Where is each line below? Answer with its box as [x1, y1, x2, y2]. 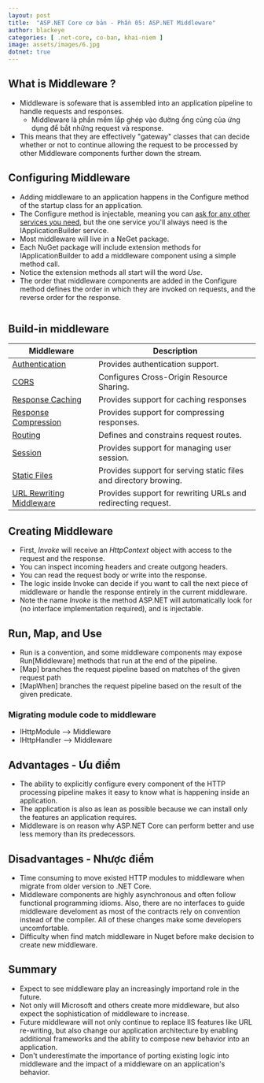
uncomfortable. [19, 923, 70, 933]
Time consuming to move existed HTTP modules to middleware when [19, 873, 245, 882]
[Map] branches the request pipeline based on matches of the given [19, 665, 240, 674]
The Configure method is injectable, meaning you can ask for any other [19, 209, 251, 218]
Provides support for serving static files [97, 465, 244, 477]
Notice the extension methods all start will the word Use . [19, 267, 203, 276]
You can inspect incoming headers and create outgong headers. [19, 562, 228, 572]
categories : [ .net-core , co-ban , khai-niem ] [8, 33, 163, 42]
